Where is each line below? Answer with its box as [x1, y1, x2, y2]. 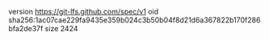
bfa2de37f [8, 24, 44, 33]
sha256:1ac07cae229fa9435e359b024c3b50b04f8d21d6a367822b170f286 [8, 15, 261, 25]
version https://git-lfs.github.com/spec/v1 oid [8, 7, 159, 16]
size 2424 [44, 24, 78, 33]
